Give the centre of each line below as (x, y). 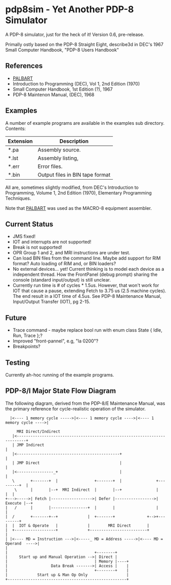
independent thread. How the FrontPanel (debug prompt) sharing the (85, 274)
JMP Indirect (30, 445)
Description (74, 141)
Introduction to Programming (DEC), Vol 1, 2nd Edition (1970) (76, 83)
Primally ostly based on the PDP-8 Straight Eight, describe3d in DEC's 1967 (84, 44)
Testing (18, 363)
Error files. (50, 166)
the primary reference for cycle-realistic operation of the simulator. (76, 408)
